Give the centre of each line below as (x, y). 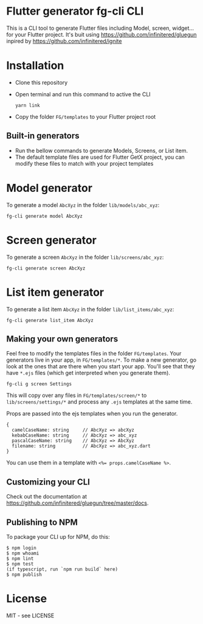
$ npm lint (20, 558)
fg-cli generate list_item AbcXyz (50, 320)
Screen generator (52, 240)
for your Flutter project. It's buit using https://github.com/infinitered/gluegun (101, 34)
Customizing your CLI (48, 482)
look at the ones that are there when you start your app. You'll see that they (101, 366)
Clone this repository (41, 82)
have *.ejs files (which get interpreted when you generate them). (88, 373)
